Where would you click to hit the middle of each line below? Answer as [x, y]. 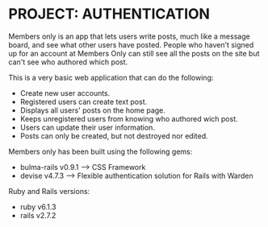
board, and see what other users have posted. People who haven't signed [131, 44]
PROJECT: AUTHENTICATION [109, 14]
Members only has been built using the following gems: [100, 151]
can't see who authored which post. [68, 62]
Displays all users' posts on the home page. [92, 110]
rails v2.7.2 [38, 215]
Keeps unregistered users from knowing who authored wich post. [129, 118]
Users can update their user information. [88, 127]
